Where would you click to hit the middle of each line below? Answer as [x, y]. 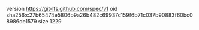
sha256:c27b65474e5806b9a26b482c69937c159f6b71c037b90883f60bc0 [99, 15]
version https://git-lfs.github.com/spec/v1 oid [62, 9]
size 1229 [50, 21]
